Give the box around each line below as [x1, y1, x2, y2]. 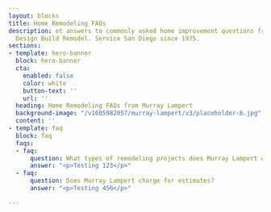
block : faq [15, 131, 52, 139]
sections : [8, 42, 42, 50]
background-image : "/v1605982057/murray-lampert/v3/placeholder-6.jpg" [15, 110, 262, 118]
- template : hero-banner [8, 49, 92, 57]
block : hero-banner [15, 57, 81, 65]
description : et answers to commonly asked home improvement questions [8, 27, 254, 35]
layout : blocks [8, 11, 60, 20]
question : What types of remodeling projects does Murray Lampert [29, 154, 258, 162]
